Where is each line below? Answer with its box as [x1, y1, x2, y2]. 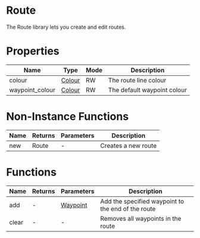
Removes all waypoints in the [100, 214, 182, 222]
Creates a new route [100, 141, 157, 149]
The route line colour [108, 76, 167, 84]
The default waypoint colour [108, 86, 187, 94]
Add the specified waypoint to [100, 197, 185, 205]
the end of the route [100, 205, 156, 213]
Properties [6, 44, 60, 58]
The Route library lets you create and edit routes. [6, 23, 126, 30]
